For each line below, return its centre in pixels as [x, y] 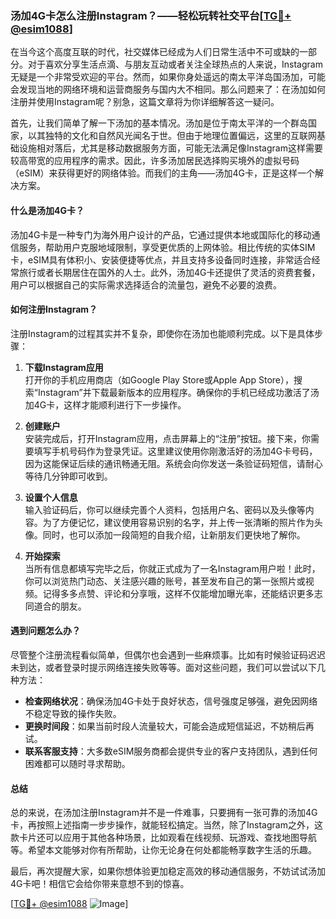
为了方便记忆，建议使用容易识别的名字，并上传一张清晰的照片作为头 [182, 522]
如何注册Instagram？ [54, 309]
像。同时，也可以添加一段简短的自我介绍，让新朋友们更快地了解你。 [165, 534]
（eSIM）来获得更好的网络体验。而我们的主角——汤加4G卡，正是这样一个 [163, 173]
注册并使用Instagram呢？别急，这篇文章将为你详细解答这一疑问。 [145, 102]
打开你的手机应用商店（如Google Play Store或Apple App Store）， [159, 379]
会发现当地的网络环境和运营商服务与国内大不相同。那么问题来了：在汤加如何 [168, 89]
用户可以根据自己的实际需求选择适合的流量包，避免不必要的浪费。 [146, 284]
